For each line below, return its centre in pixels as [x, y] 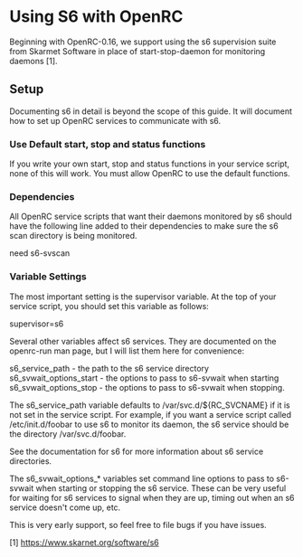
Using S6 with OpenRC [96, 17]
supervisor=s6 [37, 324]
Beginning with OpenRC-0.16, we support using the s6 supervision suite [143, 42]
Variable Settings [48, 277]
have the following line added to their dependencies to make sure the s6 [144, 226]
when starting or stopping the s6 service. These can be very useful [161, 488]
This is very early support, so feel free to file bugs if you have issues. [138, 524]
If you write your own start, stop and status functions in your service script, [150, 164]
